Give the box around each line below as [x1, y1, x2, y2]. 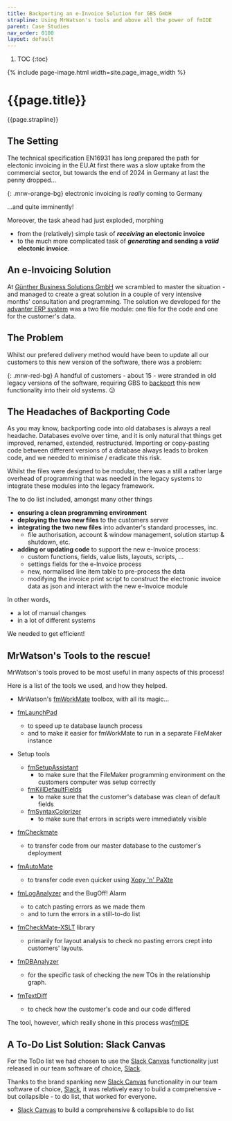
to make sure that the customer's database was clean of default [37, 793, 220, 801]
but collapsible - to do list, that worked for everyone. [7, 1092, 157, 1100]
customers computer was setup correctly [37, 778, 156, 786]
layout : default [7, 36, 54, 43]
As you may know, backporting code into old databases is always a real [7, 424, 211, 432]
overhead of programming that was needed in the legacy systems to [7, 475, 202, 483]
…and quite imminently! [7, 202, 74, 211]
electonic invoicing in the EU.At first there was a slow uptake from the [7, 161, 206, 170]
